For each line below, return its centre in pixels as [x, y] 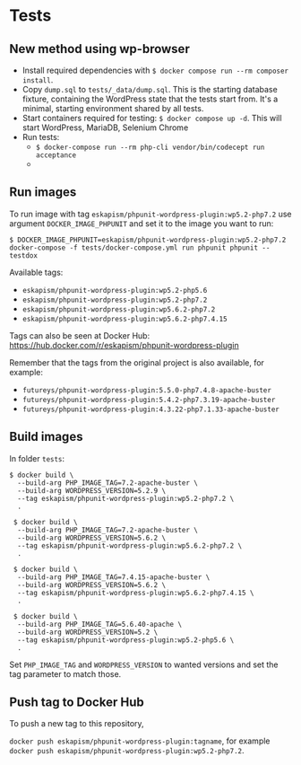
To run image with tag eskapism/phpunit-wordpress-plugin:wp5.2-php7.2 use [151, 214]
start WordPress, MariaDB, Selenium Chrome [105, 127]
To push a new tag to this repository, [77, 724]
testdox [24, 255]
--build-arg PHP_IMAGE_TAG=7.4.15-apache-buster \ [114, 577]
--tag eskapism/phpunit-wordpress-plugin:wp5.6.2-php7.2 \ [130, 545]
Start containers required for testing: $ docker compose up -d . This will [152, 118]
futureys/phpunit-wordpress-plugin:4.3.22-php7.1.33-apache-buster [150, 409]
